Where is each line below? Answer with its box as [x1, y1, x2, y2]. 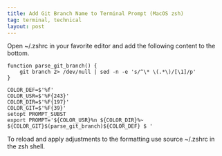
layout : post [7, 23, 45, 30]
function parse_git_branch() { [7, 63, 98, 70]
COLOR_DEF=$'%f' [7, 87, 54, 94]
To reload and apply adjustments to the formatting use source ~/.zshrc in [7, 135, 215, 144]
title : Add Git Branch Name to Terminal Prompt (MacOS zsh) [7, 10, 185, 17]
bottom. [7, 49, 30, 57]
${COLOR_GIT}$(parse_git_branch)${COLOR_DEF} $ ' [7, 123, 154, 130]
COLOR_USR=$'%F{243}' [7, 92, 70, 100]
